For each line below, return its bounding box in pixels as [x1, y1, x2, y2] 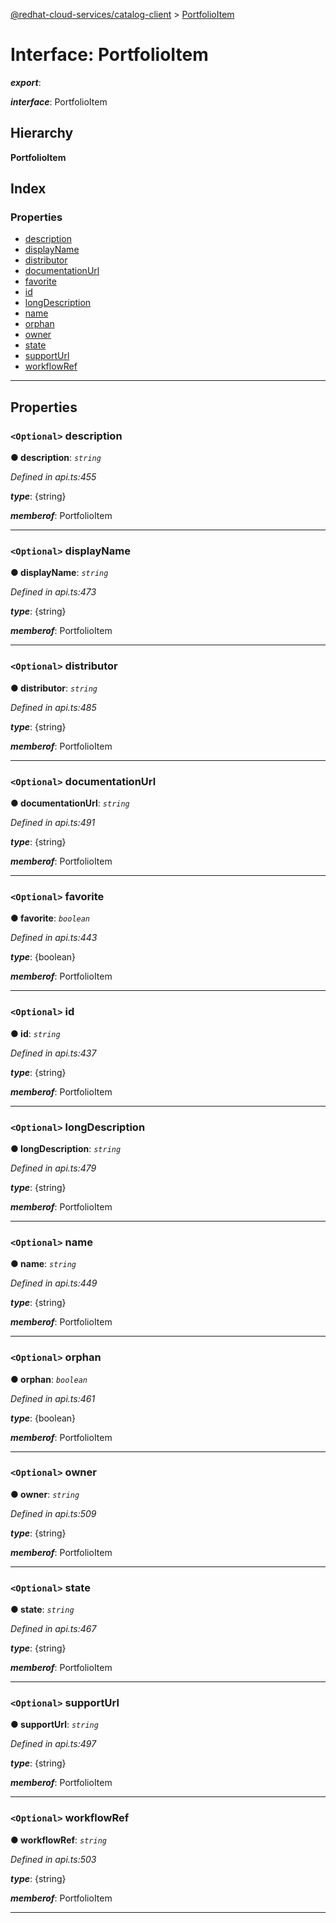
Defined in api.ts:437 [10, 1047, 97, 1059]
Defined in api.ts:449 [10, 1277, 98, 1289]
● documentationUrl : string [10, 797, 130, 809]
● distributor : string [10, 682, 98, 694]
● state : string [10, 1604, 75, 1616]
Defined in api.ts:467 [10, 1623, 97, 1635]
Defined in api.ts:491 [10, 817, 96, 829]
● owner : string [10, 1488, 80, 1500]
